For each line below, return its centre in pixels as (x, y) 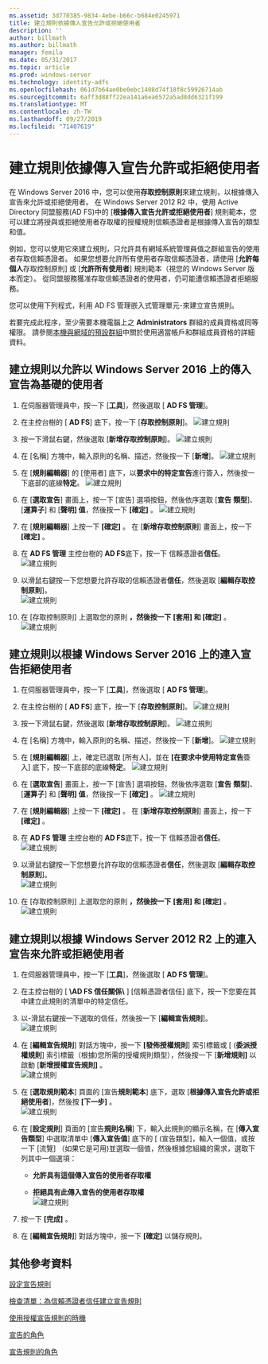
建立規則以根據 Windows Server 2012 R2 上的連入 (133, 939)
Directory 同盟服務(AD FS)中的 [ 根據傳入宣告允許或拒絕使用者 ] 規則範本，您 (133, 212)
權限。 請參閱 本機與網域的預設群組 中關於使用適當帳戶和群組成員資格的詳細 (132, 332)
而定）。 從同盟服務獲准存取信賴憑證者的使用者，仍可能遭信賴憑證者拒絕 (133, 278)
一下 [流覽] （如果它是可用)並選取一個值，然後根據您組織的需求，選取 (134, 1148)
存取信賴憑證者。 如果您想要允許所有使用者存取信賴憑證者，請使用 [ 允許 (134, 258)
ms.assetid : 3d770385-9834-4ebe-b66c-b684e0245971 (95, 16)
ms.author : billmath (43, 45)
